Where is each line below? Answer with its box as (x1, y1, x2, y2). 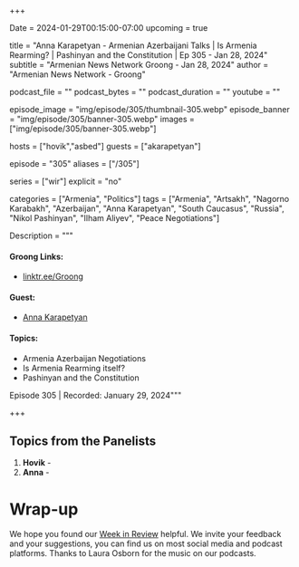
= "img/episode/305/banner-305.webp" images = (9, 114, 195, 124)
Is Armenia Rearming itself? (22, 362, 125, 373)
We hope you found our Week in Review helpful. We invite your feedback (9, 529, 282, 540)
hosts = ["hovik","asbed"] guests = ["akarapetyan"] (9, 141, 201, 151)
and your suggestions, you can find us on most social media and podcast (9, 538, 283, 549)
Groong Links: (9, 251, 63, 262)
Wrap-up (9, 499, 79, 519)
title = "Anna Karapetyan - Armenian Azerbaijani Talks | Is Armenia (9, 40, 257, 51)
